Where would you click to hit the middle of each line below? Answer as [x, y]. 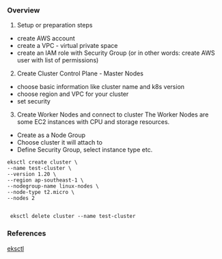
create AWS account [46, 38]
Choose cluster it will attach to [59, 143]
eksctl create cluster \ [42, 162]
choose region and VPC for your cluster [73, 94]
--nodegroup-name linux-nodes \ [53, 186]
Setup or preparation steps [55, 25]
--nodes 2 [21, 198]
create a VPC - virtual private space [67, 46]
